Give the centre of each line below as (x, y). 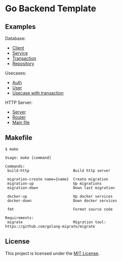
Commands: (15, 166)
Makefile (19, 138)
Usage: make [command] (28, 157)
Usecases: (16, 73)
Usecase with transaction (38, 93)
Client (18, 48)
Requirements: (20, 218)
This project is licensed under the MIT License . (52, 253)
